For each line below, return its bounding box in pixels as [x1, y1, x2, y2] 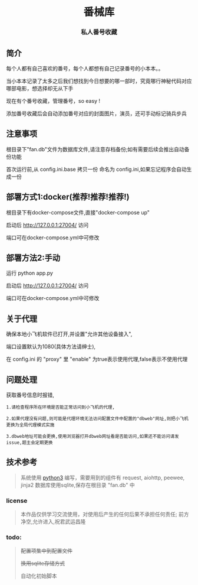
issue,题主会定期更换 [6, 440, 53, 446]
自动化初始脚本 [20, 573, 57, 580]
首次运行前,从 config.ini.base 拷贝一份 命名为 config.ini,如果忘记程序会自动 [6, 165, 187, 173]
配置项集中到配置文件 [20, 547, 72, 554]
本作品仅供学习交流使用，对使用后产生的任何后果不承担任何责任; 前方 [20, 511, 189, 518]
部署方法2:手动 [6, 252, 61, 263]
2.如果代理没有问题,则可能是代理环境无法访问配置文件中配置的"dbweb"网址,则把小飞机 [6, 415, 189, 421]
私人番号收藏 [80, 28, 118, 36]
